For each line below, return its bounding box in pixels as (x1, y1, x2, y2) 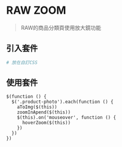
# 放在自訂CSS (6, 59, 38, 66)
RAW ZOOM (6, 4, 66, 17)
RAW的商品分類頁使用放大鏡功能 (20, 24, 102, 31)
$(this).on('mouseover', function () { (17, 115, 117, 121)
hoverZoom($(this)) (22, 120, 71, 126)
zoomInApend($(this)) (17, 109, 71, 115)
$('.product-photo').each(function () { (11, 99, 114, 105)
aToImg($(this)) (17, 104, 58, 111)
